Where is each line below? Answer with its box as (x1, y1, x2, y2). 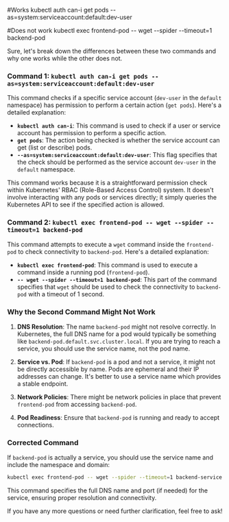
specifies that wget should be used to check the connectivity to (16, 283, 195, 291)
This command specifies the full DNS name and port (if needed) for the (7, 486, 208, 495)
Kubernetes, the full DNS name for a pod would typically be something (16, 329, 217, 338)
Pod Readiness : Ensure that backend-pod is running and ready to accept (16, 413, 220, 421)
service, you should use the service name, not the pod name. (16, 344, 191, 353)
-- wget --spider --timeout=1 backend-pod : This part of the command (16, 275, 217, 283)
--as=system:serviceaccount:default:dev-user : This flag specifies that (16, 151, 217, 159)
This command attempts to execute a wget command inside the (7, 240, 185, 248)
